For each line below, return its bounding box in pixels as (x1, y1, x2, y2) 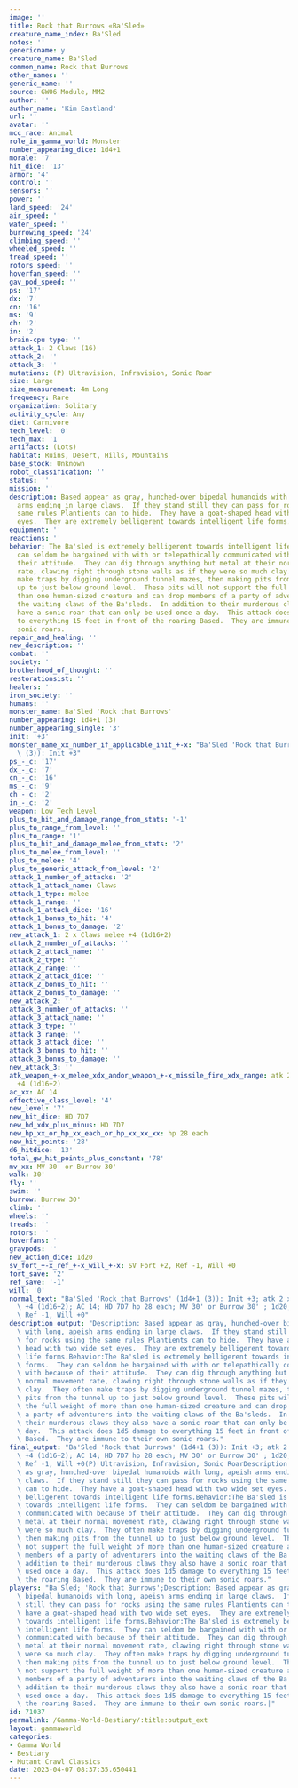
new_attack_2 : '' (9, 997, 74, 1006)
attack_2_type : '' (9, 955, 77, 965)
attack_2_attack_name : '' (9, 947, 105, 956)
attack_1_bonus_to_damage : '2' (9, 922, 125, 932)
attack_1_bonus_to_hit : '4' (9, 914, 114, 923)
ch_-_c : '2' (9, 790, 53, 799)
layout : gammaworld (9, 1724, 82, 1733)
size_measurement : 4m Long (9, 385, 109, 394)
